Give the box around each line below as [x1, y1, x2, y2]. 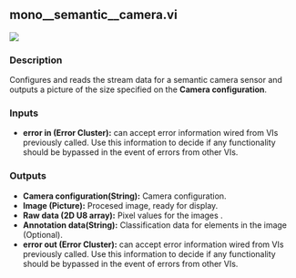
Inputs [9, 107, 39, 119]
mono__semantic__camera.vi [9, 7, 178, 23]
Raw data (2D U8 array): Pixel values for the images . [22, 210, 223, 221]
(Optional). [22, 229, 64, 240]
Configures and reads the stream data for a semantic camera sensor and [9, 75, 282, 86]
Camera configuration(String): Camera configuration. [22, 190, 227, 201]
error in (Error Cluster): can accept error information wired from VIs [22, 128, 279, 139]
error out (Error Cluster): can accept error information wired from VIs [22, 239, 284, 250]
